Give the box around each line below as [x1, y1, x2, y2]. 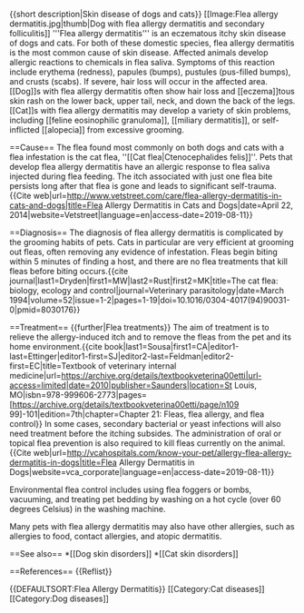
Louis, [234, 380, 257, 391]
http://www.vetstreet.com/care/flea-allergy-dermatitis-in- [66, 191, 283, 201]
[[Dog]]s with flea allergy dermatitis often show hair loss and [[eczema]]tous [9, 86, 295, 96]
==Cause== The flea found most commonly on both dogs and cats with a [9, 142, 284, 153]
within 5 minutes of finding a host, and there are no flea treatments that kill [9, 256, 289, 267]
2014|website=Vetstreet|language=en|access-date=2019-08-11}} [9, 210, 253, 220]
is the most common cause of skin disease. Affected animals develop [9, 47, 270, 58]
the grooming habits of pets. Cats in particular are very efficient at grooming [9, 237, 295, 247]
